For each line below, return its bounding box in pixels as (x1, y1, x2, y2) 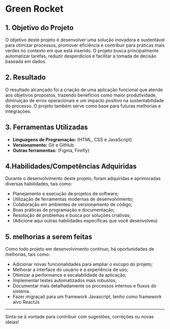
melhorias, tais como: (5, 251, 50, 257)
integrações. (5, 108, 31, 114)
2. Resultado (5, 73, 46, 82)
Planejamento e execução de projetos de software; (12, 191, 119, 197)
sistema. (12, 288, 30, 294)
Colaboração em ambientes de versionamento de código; (12, 201, 133, 207)
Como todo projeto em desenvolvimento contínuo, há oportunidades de (5, 246, 154, 252)
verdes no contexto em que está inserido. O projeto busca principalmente (5, 48, 159, 53)
